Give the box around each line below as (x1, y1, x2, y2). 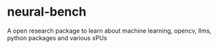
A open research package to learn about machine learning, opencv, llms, (7, 27, 212, 35)
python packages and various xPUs (7, 33, 107, 42)
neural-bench (7, 4, 87, 20)
